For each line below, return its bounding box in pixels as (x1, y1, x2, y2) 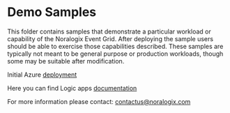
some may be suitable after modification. (7, 56, 125, 65)
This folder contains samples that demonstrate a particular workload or (7, 27, 211, 36)
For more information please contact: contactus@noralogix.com (7, 97, 191, 105)
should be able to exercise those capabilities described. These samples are (7, 42, 224, 50)
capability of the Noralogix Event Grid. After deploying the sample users (7, 34, 214, 43)
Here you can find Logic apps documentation (7, 84, 137, 92)
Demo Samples (7, 4, 96, 20)
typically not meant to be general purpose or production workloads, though (7, 50, 224, 58)
